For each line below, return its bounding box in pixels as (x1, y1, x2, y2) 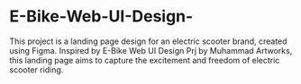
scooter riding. (9, 64, 64, 75)
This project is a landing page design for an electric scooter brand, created (9, 36, 287, 46)
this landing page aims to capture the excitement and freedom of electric (9, 55, 280, 65)
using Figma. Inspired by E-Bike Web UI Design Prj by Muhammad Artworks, (9, 45, 293, 55)
